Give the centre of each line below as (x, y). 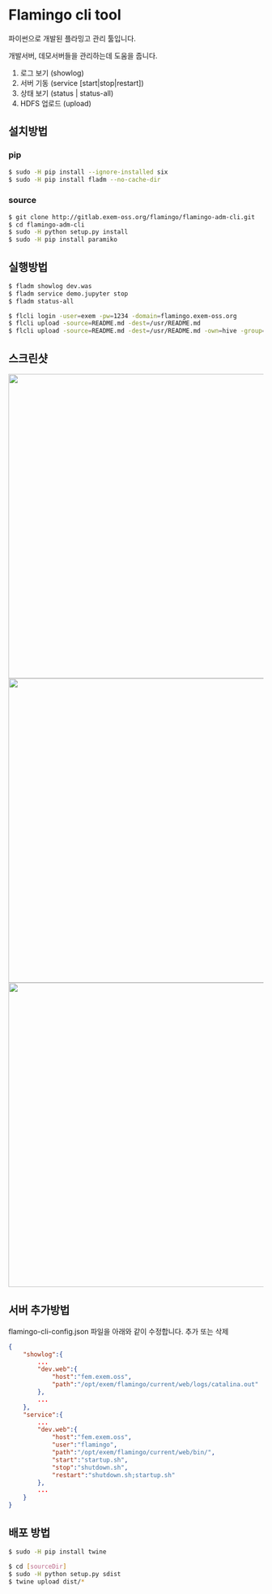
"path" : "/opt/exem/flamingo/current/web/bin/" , (134, 1453)
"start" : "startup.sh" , (90, 1460)
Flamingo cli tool (65, 15)
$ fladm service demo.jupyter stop (68, 294)
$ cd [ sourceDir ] (38, 1566)
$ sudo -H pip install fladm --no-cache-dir (85, 179)
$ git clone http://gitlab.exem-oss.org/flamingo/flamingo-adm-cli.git (132, 217)
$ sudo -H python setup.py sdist (65, 1574)
